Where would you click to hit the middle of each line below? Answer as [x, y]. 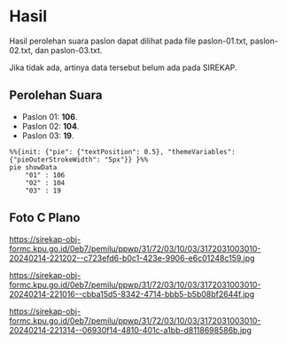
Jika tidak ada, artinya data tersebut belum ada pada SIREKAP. [123, 67]
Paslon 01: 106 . [50, 116]
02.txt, [21, 50]
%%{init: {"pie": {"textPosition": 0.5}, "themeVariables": [123, 152]
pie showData [33, 167]
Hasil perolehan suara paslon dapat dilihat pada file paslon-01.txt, [129, 41]
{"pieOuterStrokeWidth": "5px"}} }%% [79, 160]
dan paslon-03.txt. [69, 50]
